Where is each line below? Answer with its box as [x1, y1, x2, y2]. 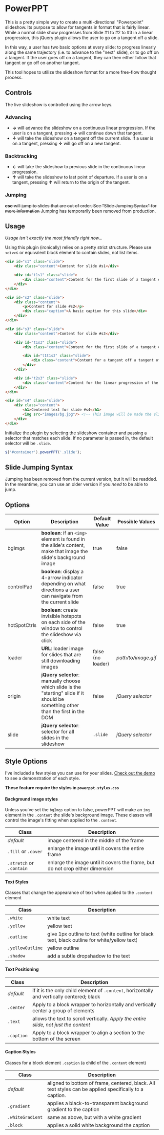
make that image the [41, 548, 88, 555]
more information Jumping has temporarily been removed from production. [5, 208, 156, 214]
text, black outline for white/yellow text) [47, 937, 138, 944]
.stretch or [7, 860, 34, 867]
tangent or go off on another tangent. [5, 60, 80, 66]
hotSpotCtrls [7, 622, 37, 629]
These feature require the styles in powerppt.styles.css [5, 785, 120, 791]
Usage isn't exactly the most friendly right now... [5, 235, 103, 241]
